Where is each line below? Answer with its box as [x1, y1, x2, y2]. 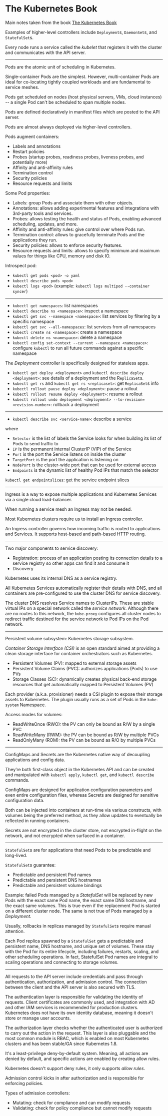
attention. [5, 928, 25, 934]
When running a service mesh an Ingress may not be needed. [5, 506, 132, 512]
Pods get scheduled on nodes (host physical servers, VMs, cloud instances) [5, 93, 162, 100]
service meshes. [5, 84, 39, 90]
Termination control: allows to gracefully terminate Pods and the [12, 231, 145, 237]
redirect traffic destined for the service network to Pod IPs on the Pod [5, 616, 149, 622]
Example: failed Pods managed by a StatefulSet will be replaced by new [5, 892, 153, 898]
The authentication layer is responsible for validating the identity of [5, 994, 143, 1000]
